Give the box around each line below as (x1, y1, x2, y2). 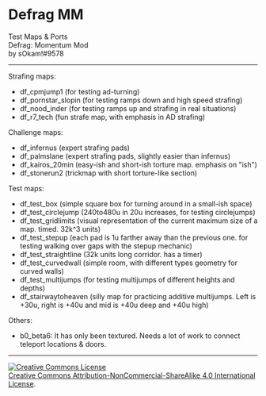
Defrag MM (8, 6, 84, 24)
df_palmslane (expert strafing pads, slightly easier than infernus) (19, 151, 231, 160)
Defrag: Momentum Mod (8, 40, 89, 49)
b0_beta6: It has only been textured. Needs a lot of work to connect (19, 331, 241, 340)
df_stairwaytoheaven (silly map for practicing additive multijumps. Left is (19, 291, 256, 301)
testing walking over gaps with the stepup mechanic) (19, 240, 192, 251)
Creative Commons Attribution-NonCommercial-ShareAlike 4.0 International (8, 371, 256, 380)
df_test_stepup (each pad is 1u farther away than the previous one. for (19, 233, 249, 242)
